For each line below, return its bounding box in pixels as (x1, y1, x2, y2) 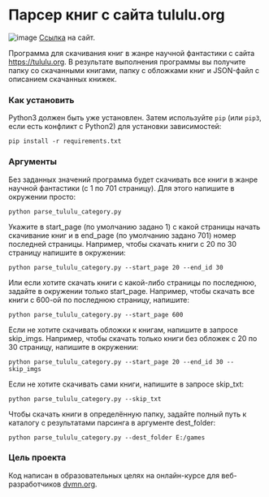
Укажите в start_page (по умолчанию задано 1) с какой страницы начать (8, 222, 261, 231)
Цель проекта (8, 452, 67, 464)
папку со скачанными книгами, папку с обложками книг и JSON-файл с (8, 65, 260, 75)
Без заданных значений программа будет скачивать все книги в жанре (8, 175, 258, 184)
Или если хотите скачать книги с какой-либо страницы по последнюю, (8, 278, 257, 287)
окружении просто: (8, 192, 76, 201)
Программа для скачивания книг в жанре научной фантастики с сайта (8, 48, 255, 58)
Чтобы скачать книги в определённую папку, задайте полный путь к (8, 408, 247, 419)
